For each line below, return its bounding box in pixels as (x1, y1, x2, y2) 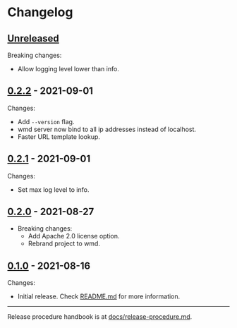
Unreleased (7, 32, 60, 44)
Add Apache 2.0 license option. (28, 232, 120, 241)
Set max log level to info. (17, 185, 90, 194)
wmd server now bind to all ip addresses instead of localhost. (17, 125, 196, 133)
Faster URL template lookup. (17, 132, 101, 141)
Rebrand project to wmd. (28, 239, 101, 248)
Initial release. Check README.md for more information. (17, 292, 181, 300)
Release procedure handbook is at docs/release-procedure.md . (7, 312, 193, 321)
